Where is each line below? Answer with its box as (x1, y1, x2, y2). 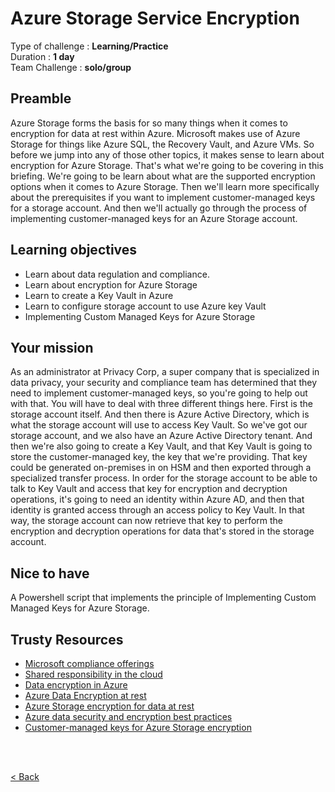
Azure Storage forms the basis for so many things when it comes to (10, 117, 288, 129)
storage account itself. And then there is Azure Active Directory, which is (10, 408, 310, 421)
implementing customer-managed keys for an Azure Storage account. (10, 212, 298, 224)
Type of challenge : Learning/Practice (10, 40, 169, 52)
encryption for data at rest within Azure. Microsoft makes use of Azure (10, 127, 301, 139)
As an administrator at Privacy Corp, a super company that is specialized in (10, 366, 320, 378)
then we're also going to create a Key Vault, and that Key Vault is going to (10, 440, 313, 452)
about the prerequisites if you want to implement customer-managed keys (10, 191, 316, 203)
